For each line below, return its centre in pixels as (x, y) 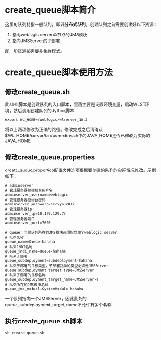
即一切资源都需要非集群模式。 (35, 51)
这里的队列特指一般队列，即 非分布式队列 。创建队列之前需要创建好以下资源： (81, 24)
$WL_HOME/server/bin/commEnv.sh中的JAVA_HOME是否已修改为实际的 (78, 135)
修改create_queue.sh (38, 92)
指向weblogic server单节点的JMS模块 (50, 34)
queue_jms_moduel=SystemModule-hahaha (44, 289)
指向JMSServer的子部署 (36, 41)
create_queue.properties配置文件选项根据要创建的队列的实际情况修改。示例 (80, 170)
